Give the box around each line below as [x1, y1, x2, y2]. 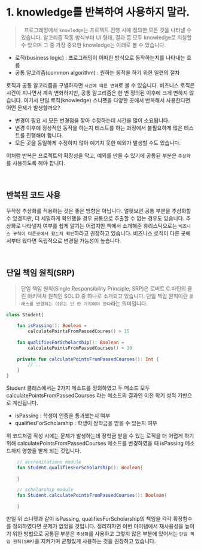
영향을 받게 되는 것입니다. [22, 447, 82, 454]
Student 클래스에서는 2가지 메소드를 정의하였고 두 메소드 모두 [6, 384, 150, 392]
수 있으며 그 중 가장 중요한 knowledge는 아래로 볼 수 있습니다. [20, 41, 166, 48]
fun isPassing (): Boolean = [17, 323, 87, 329]
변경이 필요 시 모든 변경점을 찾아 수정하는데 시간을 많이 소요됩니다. [14, 117, 170, 124]
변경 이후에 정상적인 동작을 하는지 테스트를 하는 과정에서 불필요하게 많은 [14, 124, 183, 132]
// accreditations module [17, 459, 82, 465]
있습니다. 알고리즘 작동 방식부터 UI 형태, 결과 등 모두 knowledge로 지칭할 [20, 33, 192, 41]
